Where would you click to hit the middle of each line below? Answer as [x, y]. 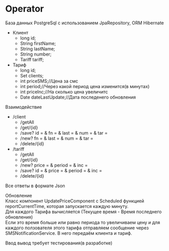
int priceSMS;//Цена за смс [49, 81]
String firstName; [38, 43]
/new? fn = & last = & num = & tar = [57, 138]
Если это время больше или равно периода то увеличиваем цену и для [83, 222]
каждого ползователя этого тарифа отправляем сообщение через [77, 228]
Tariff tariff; [32, 59]
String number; [36, 54]
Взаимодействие [24, 107]
